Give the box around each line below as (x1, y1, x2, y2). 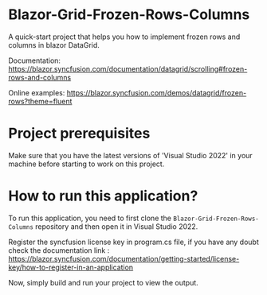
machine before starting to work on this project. (8, 159, 165, 169)
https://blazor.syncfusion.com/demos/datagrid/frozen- (66, 87, 247, 97)
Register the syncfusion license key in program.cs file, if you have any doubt (8, 237, 259, 246)
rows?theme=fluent (8, 96, 73, 106)
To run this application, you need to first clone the (8, 213, 172, 223)
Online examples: (8, 87, 65, 97)
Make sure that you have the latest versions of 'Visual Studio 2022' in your (8, 150, 253, 160)
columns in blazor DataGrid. (8, 40, 100, 49)
